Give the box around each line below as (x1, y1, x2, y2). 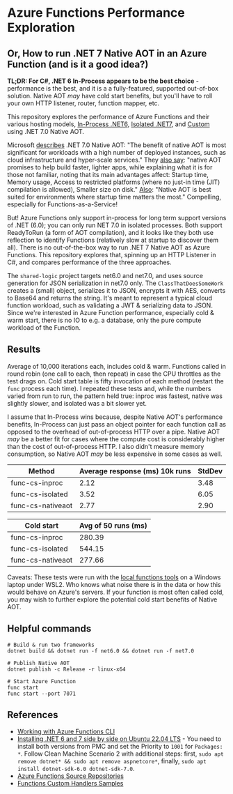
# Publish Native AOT (7, 659, 70, 666)
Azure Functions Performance (7, 5, 186, 21)
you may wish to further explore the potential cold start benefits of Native (7, 595, 218, 604)
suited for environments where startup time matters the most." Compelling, (7, 193, 221, 201)
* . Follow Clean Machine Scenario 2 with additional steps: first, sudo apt (17, 749, 224, 758)
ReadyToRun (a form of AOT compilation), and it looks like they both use (7, 229, 214, 236)
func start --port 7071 (7, 690, 77, 697)
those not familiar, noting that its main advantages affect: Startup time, (7, 171, 209, 178)
